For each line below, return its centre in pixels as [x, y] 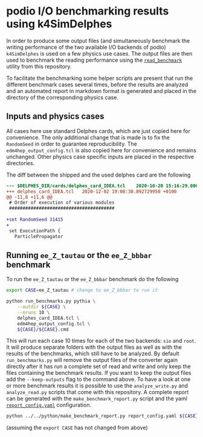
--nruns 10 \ [34, 312]
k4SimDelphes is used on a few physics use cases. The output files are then [99, 53]
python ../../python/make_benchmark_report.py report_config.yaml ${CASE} [102, 416]
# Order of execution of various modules [62, 203]
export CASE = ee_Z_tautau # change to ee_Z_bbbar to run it [82, 290]
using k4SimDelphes [59, 24]
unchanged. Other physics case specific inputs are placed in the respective [100, 157]
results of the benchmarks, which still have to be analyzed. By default [93, 354]
